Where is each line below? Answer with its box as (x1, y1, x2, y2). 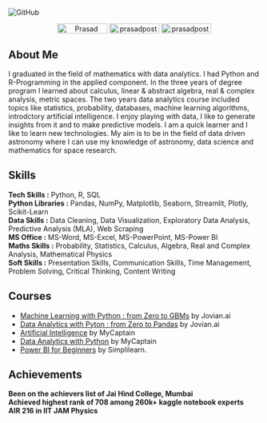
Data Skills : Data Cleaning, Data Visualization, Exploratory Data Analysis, (8, 215, 250, 225)
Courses (8, 289, 52, 303)
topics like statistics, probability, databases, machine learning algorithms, (8, 102, 250, 112)
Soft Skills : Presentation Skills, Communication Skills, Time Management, (8, 257, 252, 267)
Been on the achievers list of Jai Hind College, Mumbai (8, 389, 193, 399)
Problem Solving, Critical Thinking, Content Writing (8, 266, 176, 276)
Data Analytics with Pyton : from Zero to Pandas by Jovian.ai (19, 319, 220, 329)
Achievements (8, 368, 82, 381)
